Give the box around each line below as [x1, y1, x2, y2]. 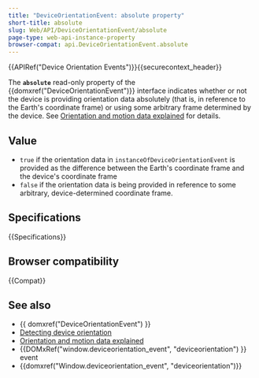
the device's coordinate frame [19, 171, 118, 181]
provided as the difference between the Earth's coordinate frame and [19, 163, 245, 172]
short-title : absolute [8, 19, 83, 27]
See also [8, 298, 51, 312]
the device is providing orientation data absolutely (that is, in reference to [8, 94, 246, 104]
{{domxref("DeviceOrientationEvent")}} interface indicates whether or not [8, 86, 247, 95]
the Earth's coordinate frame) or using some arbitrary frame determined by [8, 103, 252, 113]
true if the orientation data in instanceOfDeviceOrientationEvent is [19, 154, 235, 164]
